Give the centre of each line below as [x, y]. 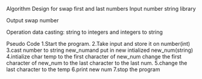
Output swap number [33, 20]
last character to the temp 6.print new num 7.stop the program [83, 69]
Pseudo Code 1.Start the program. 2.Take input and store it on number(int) [98, 44]
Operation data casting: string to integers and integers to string [84, 32]
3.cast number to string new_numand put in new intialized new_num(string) [100, 50]
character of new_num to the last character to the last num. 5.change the [97, 63]
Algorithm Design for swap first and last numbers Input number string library [101, 9]
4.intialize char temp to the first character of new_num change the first [94, 56]
